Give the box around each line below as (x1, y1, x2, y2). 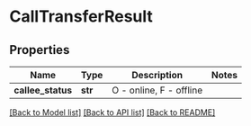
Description (131, 69, 183, 81)
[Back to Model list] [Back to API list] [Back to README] (9, 107, 216, 118)
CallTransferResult (9, 6, 153, 27)
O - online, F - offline (112, 84, 203, 96)
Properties (9, 42, 70, 58)
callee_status (13, 84, 73, 96)
